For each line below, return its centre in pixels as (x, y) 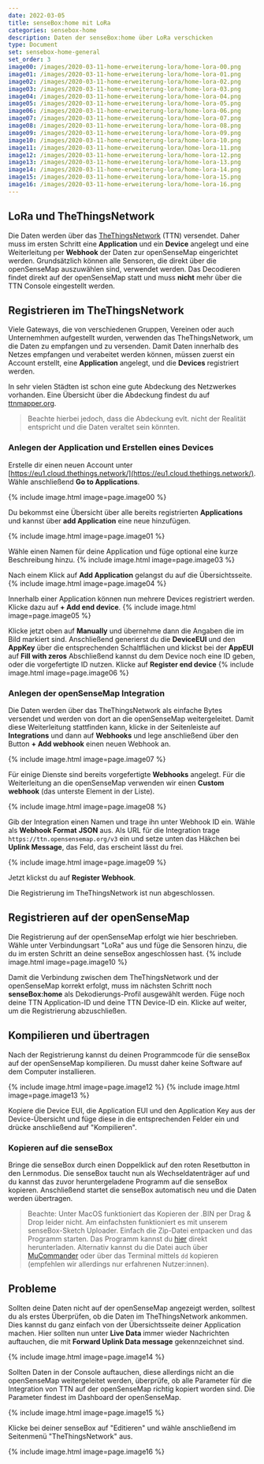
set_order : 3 (30, 60)
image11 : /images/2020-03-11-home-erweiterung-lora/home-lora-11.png (125, 148)
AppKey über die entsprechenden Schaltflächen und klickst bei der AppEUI (131, 648)
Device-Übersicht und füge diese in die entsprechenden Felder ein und (124, 1119)
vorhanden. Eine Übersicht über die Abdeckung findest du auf (109, 395)
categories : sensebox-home (52, 30)
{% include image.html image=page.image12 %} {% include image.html (124, 1087)
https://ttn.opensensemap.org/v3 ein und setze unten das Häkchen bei (124, 839)
